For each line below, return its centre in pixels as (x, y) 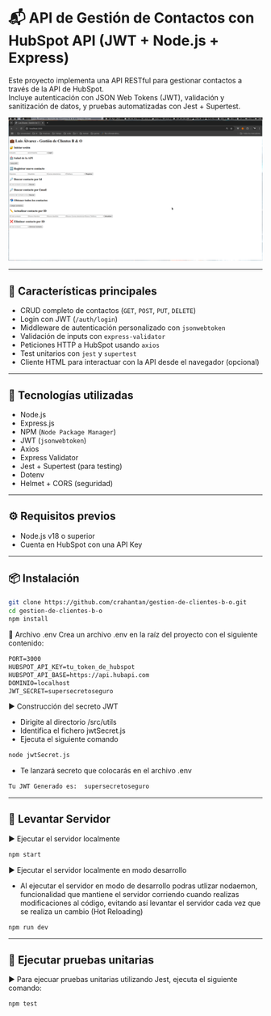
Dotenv (32, 475)
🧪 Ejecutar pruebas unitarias (81, 961)
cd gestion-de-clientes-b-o (56, 611)
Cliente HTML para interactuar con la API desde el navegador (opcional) (140, 362)
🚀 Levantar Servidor (60, 819)
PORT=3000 (25, 659)
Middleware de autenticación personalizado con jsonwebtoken (123, 328)
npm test (23, 1004)
